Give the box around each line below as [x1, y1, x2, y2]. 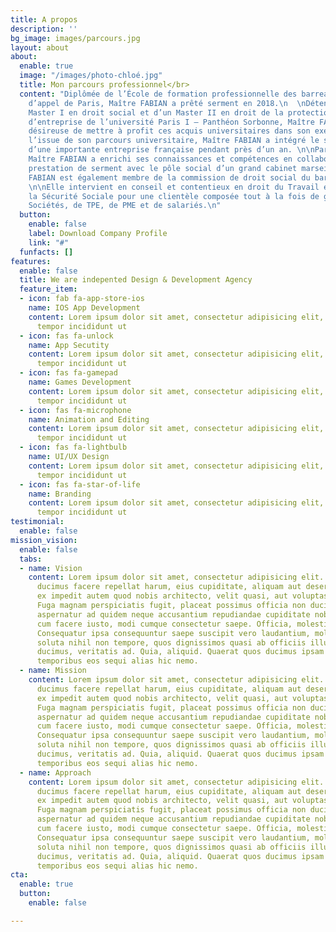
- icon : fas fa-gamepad [19, 368, 118, 378]
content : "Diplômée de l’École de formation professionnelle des [19, 89, 298, 99]
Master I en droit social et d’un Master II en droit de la [28, 107, 284, 118]
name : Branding [28, 489, 92, 499]
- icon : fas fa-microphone [19, 405, 132, 415]
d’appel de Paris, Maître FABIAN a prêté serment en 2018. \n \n [28, 98, 307, 108]
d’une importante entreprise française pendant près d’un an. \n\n [28, 145, 315, 155]
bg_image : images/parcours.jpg [10, 33, 141, 43]
